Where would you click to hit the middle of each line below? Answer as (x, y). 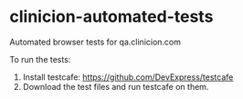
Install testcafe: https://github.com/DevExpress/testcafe (128, 77)
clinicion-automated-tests (111, 17)
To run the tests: (40, 59)
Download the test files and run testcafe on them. (116, 86)
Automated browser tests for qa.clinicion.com (95, 42)
